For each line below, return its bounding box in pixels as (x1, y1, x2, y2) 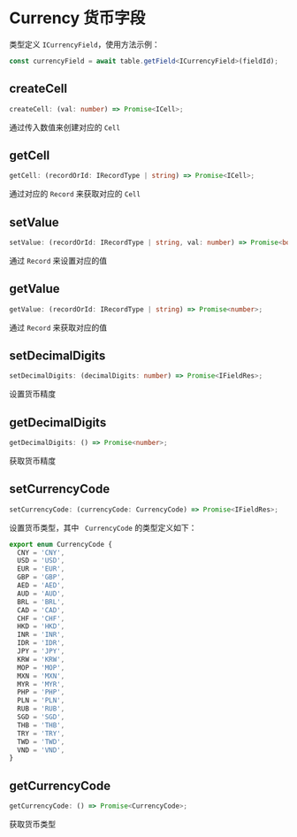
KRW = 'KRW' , (17, 655, 65, 664)
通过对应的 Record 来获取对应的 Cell (9, 188, 141, 199)
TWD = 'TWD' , (17, 737, 65, 746)
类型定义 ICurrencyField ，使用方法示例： (9, 39, 161, 50)
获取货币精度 (9, 455, 56, 465)
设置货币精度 (9, 388, 56, 399)
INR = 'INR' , (17, 630, 65, 640)
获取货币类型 (9, 818, 56, 829)
